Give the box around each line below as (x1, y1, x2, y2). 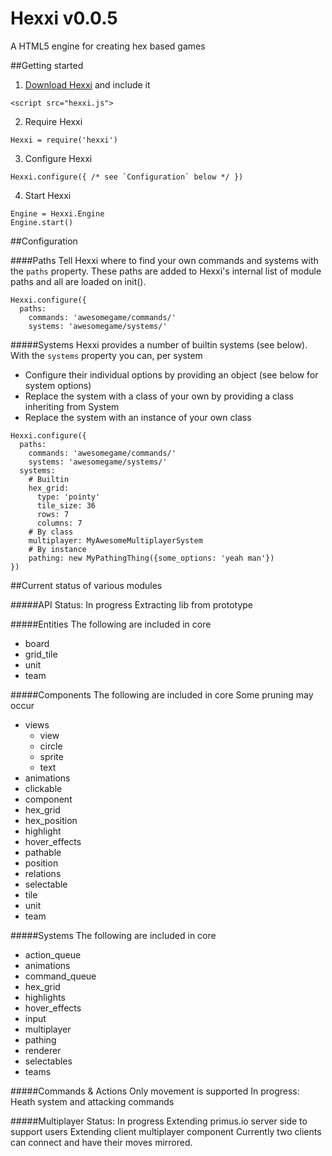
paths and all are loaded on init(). (10, 275, 147, 287)
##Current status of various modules (10, 579, 163, 591)
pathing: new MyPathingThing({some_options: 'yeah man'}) (28, 553, 275, 563)
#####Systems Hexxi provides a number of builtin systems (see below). (10, 338, 308, 351)
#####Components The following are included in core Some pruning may (10, 688, 314, 701)
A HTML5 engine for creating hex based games (10, 40, 206, 52)
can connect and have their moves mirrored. (10, 1136, 193, 1148)
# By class (28, 527, 74, 537)
